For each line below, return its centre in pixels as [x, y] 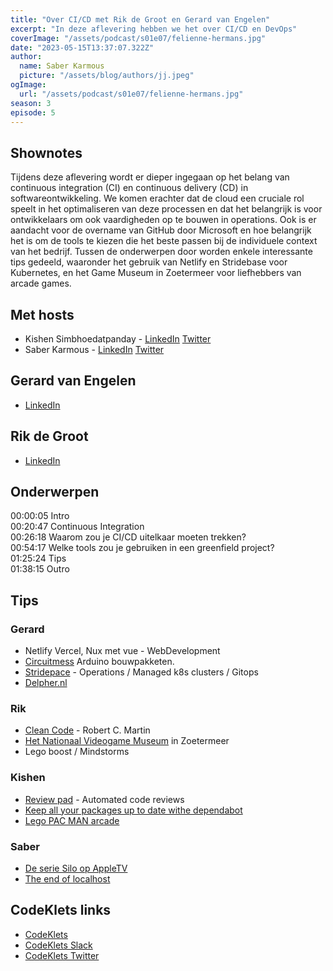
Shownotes [46, 152]
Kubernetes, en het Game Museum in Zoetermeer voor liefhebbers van [156, 273]
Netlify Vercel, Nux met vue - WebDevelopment [122, 651]
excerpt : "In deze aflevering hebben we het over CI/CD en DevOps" [154, 29]
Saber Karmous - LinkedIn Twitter [94, 349]
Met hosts [42, 314]
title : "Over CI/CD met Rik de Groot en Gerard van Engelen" [140, 19]
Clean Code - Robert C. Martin [87, 730]
